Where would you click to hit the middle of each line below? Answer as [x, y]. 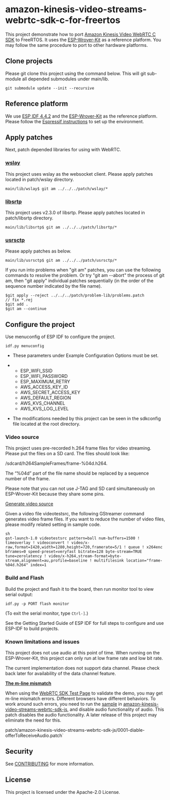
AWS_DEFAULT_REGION [46, 398]
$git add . [17, 305]
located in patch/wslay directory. [40, 179]
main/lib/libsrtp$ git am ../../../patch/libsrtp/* [61, 227]
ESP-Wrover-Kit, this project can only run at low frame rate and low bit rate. [84, 658]
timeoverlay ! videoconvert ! [37, 543]
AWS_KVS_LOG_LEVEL [44, 409]
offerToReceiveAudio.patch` [34, 735]
